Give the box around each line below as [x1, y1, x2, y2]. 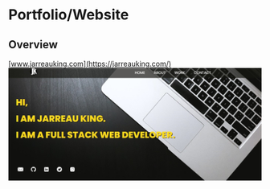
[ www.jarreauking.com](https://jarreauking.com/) [8, 59, 172, 68]
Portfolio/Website [8, 6, 129, 24]
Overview [8, 38, 59, 51]
